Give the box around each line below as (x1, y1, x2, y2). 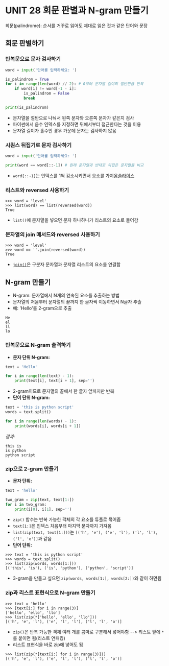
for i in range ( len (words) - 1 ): (5, 418, 77, 424)
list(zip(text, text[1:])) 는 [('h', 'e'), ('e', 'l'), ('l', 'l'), (12, 529, 158, 535)
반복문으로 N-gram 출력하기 (5, 342, 71, 349)
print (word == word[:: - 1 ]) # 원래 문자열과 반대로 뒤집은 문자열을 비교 (5, 162, 144, 168)
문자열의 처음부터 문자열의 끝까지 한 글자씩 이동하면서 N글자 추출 (12, 299, 142, 305)
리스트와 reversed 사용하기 (5, 186, 69, 194)
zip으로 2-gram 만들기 (5, 465, 59, 472)
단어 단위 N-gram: (12, 394, 50, 401)
